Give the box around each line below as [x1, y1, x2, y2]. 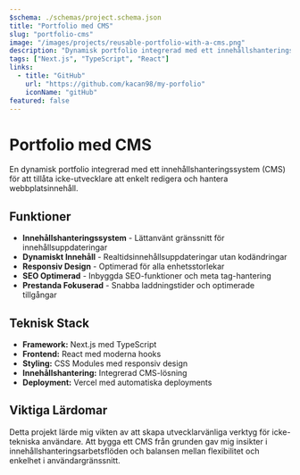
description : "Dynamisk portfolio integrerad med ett [9, 46, 214, 55]
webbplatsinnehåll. [9, 183, 79, 194]
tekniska [9, 436, 40, 446]
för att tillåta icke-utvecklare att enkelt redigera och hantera [9, 173, 229, 184]
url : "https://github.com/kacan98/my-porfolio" [25, 79, 205, 88]
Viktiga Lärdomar [9, 403, 108, 418]
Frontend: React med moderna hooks [21, 348, 162, 359]
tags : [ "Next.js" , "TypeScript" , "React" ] [9, 54, 170, 63]
